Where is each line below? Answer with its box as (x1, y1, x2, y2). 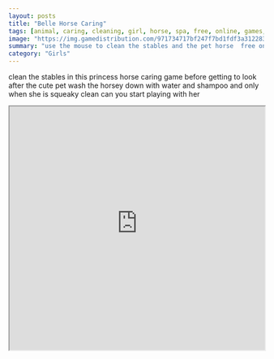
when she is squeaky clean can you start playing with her (8, 89, 200, 98)
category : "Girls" (8, 50, 71, 58)
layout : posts (8, 11, 57, 20)
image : (8, 34, 31, 43)
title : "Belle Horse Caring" (8, 19, 107, 28)
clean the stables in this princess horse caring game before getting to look (8, 72, 257, 81)
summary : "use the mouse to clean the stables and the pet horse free (8, 42, 255, 50)
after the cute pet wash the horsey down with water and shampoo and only (8, 80, 259, 90)
